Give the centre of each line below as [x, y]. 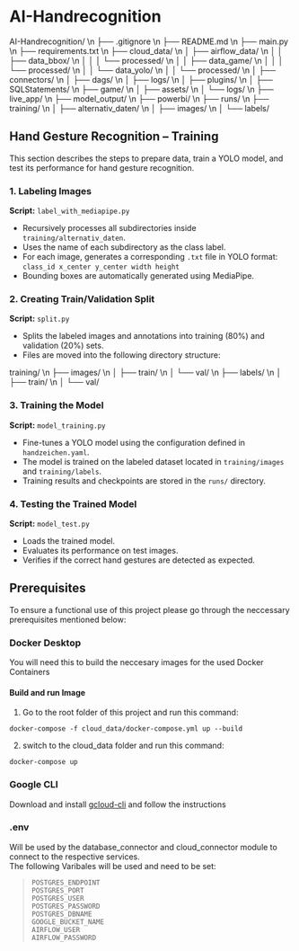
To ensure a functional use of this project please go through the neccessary [149, 609]
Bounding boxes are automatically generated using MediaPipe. [138, 276]
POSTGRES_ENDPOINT [66, 883]
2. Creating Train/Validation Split [82, 298]
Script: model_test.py [49, 523]
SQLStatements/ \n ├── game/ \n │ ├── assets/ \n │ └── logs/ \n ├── [141, 89]
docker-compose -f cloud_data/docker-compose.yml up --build [126, 729]
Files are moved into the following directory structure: [122, 355]
